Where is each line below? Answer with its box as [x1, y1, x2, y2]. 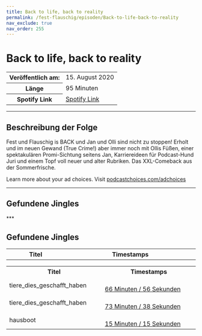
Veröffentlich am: [9, 74, 60, 82]
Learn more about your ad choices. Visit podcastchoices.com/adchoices [6, 176, 186, 183]
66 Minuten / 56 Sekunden [105, 285, 181, 293]
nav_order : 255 [6, 25, 44, 32]
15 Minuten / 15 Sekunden [105, 319, 181, 328]
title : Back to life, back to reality [6, 8, 103, 15]
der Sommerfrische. [6, 164, 56, 171]
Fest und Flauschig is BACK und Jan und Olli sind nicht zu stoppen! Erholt [6, 138, 189, 145]
